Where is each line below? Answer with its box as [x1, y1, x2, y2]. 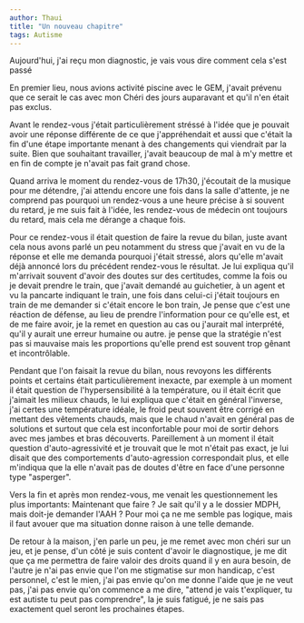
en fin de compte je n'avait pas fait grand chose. [9, 158, 191, 169]
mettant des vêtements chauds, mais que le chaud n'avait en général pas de [9, 414, 295, 425]
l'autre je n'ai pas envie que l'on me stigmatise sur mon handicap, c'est [9, 565, 275, 576]
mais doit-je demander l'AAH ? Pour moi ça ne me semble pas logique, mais [9, 508, 293, 519]
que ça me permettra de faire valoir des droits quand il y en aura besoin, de [9, 556, 291, 567]
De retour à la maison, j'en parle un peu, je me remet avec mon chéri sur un [9, 536, 291, 547]
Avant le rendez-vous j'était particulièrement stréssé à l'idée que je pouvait [9, 119, 290, 130]
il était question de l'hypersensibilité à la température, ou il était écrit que [9, 385, 281, 396]
